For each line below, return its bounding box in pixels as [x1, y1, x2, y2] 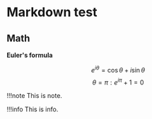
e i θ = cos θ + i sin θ [90, 65, 146, 74]
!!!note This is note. [6, 92, 63, 100]
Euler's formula [6, 51, 53, 59]
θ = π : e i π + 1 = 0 [92, 77, 144, 87]
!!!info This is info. [6, 105, 59, 113]
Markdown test [6, 4, 98, 20]
